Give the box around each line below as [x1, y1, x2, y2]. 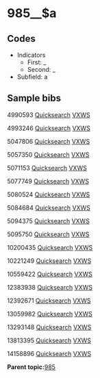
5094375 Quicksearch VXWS [7, 216, 90, 225]
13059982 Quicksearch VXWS [7, 310, 92, 318]
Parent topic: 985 [7, 362, 56, 371]
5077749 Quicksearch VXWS [7, 177, 89, 185]
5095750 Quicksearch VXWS [7, 230, 90, 238]
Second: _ [27, 66, 56, 73]
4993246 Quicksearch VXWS [7, 124, 90, 132]
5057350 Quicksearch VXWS [7, 150, 90, 159]
